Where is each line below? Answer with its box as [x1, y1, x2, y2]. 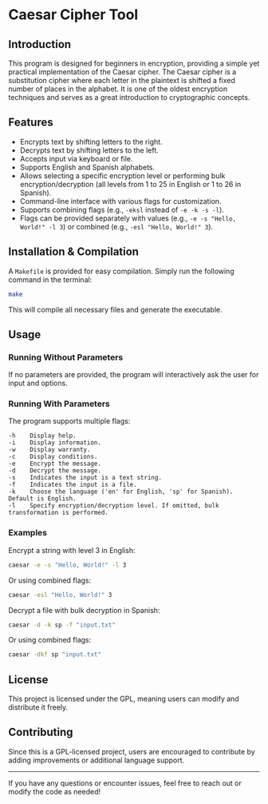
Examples [8, 527, 48, 539]
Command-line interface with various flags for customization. [19, 196, 222, 205]
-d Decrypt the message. [8, 467, 102, 475]
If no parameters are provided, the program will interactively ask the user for [8, 370, 259, 380]
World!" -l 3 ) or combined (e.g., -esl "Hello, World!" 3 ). [19, 221, 214, 231]
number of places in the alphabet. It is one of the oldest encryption [8, 84, 228, 94]
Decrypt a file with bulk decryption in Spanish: [8, 605, 160, 615]
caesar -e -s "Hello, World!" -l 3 [8, 561, 127, 569]
